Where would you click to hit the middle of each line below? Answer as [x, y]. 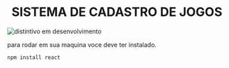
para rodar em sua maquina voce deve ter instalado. [82, 44]
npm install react [34, 57]
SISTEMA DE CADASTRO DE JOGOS [117, 12]
